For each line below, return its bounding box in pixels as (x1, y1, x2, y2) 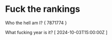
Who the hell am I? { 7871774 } (5, 20, 67, 26)
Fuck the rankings (5, 3, 80, 15)
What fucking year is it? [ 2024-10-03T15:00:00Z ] (5, 29, 108, 35)
